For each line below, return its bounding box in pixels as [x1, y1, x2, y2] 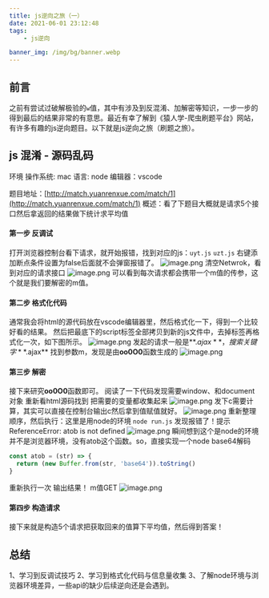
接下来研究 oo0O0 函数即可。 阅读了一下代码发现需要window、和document [9, 386, 255, 396]
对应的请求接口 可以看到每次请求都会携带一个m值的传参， [15, 268, 251, 277]
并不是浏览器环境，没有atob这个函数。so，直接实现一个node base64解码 [9, 436, 251, 446]
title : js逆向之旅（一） [9, 11, 83, 20]
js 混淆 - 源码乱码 [9, 149, 94, 163]
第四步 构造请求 [9, 503, 61, 512]
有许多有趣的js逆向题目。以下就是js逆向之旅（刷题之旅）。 [9, 123, 199, 132]
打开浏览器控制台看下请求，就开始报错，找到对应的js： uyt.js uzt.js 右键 [9, 248, 251, 257]
